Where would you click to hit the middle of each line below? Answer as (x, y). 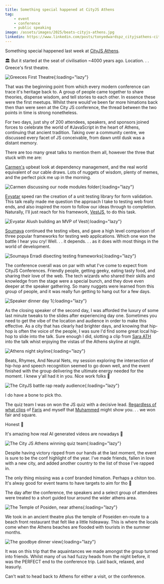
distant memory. (21, 143)
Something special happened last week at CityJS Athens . (62, 51)
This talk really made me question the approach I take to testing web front (79, 202)
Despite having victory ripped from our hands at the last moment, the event (81, 452)
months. (13, 532)
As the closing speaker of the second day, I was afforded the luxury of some (82, 310)
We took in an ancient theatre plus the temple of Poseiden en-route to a (77, 517)
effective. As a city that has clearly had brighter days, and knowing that (77, 326)
